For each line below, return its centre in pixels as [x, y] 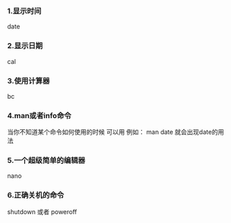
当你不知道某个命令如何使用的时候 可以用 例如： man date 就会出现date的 [113, 132]
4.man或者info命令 [39, 115]
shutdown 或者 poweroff [42, 212]
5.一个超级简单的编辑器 [46, 160]
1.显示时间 [24, 10]
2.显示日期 [25, 46]
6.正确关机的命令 [36, 195]
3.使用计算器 [29, 81]
